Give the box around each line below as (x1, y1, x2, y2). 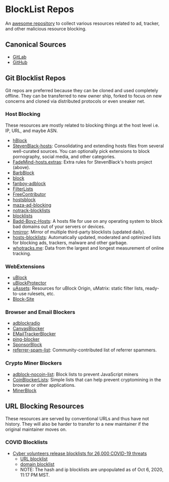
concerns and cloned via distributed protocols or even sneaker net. (5, 98, 146, 104)
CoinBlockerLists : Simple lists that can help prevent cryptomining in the (12, 376, 161, 383)
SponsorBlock (12, 342, 42, 348)
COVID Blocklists (5, 439, 48, 446)
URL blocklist (20, 456, 48, 462)
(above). (12, 164, 30, 170)
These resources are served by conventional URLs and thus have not (5, 415, 149, 421)
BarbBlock (12, 170, 34, 176)
